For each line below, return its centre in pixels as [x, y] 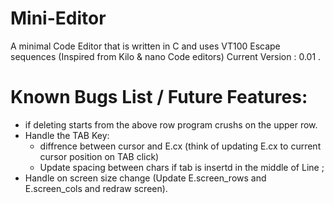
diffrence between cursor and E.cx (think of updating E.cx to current [180, 146]
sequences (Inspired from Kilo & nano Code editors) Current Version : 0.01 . [166, 56]
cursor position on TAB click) [99, 156]
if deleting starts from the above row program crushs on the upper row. [171, 124]
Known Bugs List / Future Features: [159, 97]
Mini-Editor [58, 18]
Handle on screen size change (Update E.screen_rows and [145, 178]
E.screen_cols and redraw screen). [96, 188]
